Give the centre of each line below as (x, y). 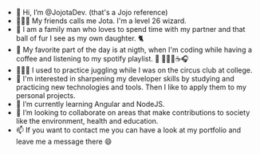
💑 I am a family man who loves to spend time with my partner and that (130, 29)
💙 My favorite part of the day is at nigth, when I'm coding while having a (134, 49)
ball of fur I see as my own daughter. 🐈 (80, 38)
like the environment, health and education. (87, 121)
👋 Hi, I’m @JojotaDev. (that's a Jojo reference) (92, 12)
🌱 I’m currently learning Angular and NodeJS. (90, 104)
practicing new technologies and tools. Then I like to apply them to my (131, 87)
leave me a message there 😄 (64, 141)
